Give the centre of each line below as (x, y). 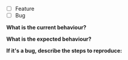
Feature (25, 9)
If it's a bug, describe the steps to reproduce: (64, 51)
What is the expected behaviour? (49, 39)
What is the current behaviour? (46, 28)
